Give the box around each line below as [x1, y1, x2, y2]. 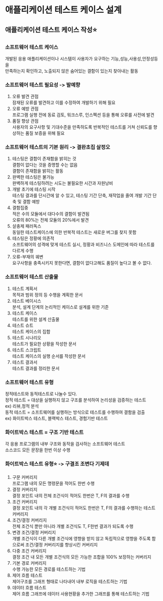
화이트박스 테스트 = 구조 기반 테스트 [5, 429, 84, 436]
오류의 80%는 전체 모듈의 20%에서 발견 [12, 217, 89, 223]
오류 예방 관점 [12, 106, 39, 112]
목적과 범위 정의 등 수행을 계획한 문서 [12, 291, 83, 297]
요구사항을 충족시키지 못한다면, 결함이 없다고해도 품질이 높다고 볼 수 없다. [12, 260, 152, 266]
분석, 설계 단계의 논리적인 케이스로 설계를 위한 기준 [12, 304, 109, 310]
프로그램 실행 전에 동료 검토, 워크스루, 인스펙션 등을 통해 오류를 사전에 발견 [12, 112, 155, 118]
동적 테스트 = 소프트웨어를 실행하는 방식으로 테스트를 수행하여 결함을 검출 [5, 409, 145, 415]
